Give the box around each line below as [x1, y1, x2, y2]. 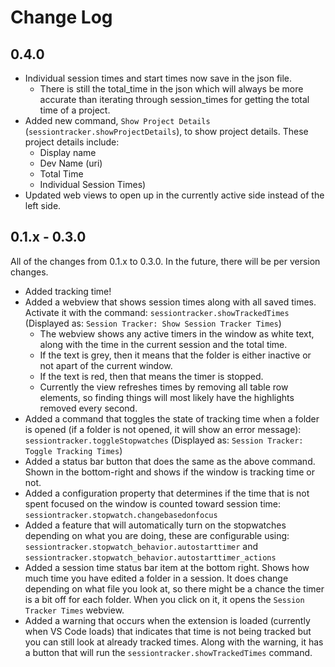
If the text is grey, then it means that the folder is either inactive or [39, 349, 312, 361]
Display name [39, 147, 97, 158]
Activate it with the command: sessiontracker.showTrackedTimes [24, 306, 290, 318]
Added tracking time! [24, 285, 112, 297]
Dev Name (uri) [39, 157, 103, 169]
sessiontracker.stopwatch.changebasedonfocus [24, 510, 218, 520]
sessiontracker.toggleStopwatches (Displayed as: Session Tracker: [24, 434, 304, 446]
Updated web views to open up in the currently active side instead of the [24, 189, 325, 201]
